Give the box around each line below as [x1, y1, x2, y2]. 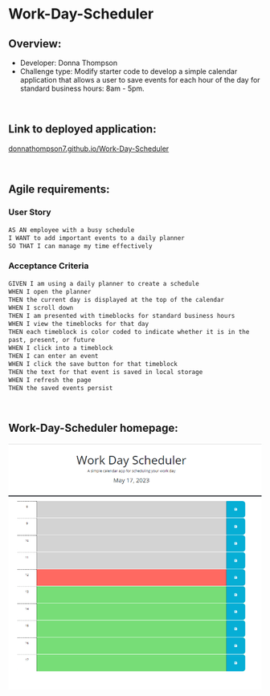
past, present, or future [8, 336, 95, 344]
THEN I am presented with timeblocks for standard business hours [8, 311, 235, 320]
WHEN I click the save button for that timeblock [8, 360, 178, 368]
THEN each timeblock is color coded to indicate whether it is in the [8, 328, 250, 336]
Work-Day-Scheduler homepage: [8, 421, 178, 435]
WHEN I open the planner [8, 287, 92, 295]
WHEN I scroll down [8, 303, 74, 311]
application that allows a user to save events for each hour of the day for [19, 75, 260, 84]
